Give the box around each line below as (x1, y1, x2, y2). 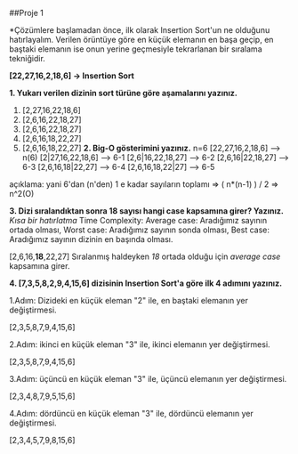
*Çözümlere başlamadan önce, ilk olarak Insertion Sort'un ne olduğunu (9, 25, 270, 35)
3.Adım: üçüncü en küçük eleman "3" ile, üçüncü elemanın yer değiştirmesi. (9, 374, 287, 384)
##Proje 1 (9, 8, 44, 18)
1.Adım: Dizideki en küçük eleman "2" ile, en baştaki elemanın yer (9, 296, 249, 305)
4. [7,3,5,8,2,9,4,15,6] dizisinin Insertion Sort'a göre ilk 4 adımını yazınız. (9, 278, 283, 288)
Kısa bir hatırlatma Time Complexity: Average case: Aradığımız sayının (9, 215, 268, 225)
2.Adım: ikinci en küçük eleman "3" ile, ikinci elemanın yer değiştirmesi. (9, 339, 270, 350)
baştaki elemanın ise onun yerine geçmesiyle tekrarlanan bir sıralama (9, 44, 262, 54)
